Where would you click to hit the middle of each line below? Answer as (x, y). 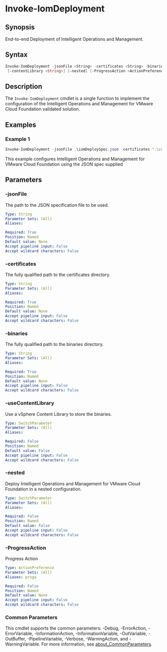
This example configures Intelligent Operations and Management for (75, 159)
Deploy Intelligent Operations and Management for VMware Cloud (73, 484)
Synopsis (20, 27)
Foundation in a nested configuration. (43, 489)
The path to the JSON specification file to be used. (57, 205)
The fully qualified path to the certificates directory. (58, 275)
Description (24, 86)
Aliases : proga (21, 577)
